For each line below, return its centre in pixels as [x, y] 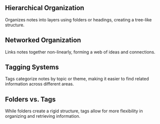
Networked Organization [43, 40]
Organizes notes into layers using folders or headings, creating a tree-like [78, 19]
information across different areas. [40, 84]
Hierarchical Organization [45, 8]
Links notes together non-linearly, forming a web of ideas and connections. [80, 52]
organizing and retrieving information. [43, 116]
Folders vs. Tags [30, 99]
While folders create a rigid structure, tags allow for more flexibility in [74, 111]
